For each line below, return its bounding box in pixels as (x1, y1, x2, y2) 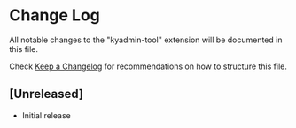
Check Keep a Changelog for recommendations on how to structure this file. (9, 61, 288, 72)
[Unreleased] (9, 87, 84, 102)
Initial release (21, 109, 71, 120)
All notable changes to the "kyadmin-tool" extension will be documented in (9, 34, 283, 45)
